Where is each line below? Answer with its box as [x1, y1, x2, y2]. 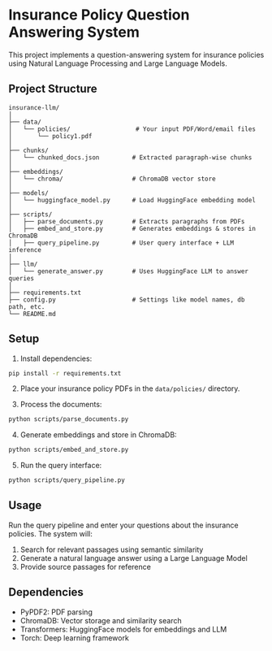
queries [8, 274, 35, 282]
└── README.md [8, 310, 57, 318]
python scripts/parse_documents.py [8, 415, 129, 423]
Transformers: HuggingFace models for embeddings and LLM [19, 624, 227, 634]
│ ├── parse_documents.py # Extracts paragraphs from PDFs [8, 217, 245, 225]
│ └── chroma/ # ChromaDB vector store [8, 175, 217, 183]
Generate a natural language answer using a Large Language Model [19, 553, 248, 562]
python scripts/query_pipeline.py [8, 476, 126, 484]
